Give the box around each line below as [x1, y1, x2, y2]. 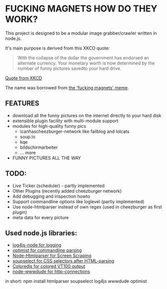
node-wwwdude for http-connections [12, 269, 90, 275]
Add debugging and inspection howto [12, 193, 90, 199]
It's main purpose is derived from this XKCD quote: [5, 45, 110, 51]
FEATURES [5, 99, 39, 108]
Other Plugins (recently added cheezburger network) [12, 188, 122, 194]
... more [19, 149, 36, 155]
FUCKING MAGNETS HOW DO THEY [5, 3, 157, 14]
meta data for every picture [12, 214, 69, 220]
